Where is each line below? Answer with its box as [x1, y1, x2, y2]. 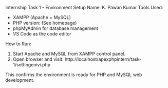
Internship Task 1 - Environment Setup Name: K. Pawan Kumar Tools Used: [5, 5, 163, 10]
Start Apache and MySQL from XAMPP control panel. [12, 51, 126, 57]
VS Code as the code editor [12, 31, 72, 37]
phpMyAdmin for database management [12, 25, 99, 31]
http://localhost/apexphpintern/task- [64, 56, 142, 62]
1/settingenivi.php [12, 62, 51, 67]
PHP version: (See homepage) [12, 20, 77, 26]
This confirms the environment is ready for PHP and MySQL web [5, 72, 142, 78]
